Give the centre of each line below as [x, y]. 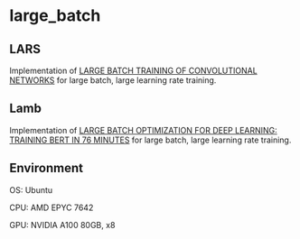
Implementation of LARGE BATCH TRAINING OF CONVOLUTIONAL [133, 70]
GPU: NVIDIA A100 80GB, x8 [62, 225]
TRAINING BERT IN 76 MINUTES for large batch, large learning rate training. [150, 140]
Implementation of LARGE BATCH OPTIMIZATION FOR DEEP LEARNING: [143, 130]
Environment [47, 168]
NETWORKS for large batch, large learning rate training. [113, 80]
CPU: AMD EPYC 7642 [52, 207]
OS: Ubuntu [31, 189]
